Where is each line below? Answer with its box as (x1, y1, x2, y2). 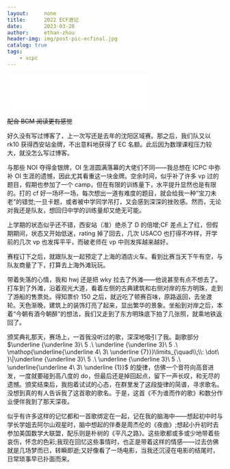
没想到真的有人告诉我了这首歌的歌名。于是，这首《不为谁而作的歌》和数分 (7, 388, 217, 397)
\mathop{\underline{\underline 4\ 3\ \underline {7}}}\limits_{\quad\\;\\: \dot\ (7, 347, 219, 356)
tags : (7, 49, 23, 55)
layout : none (7, 10, 57, 17)
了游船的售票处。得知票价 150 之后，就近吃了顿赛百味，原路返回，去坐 (7, 292, 207, 301)
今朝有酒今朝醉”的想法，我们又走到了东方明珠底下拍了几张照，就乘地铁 (16, 309, 217, 318)
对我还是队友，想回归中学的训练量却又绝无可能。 (7, 206, 145, 214)
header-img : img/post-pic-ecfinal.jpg (7, 36, 118, 42)
